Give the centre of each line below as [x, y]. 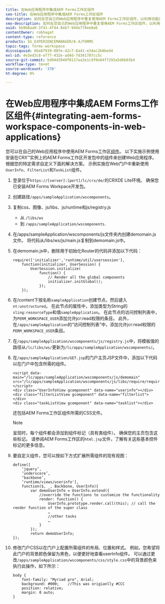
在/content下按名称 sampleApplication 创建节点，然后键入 [70, 300]
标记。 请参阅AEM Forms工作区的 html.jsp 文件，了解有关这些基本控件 [87, 439]
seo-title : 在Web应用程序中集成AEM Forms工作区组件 [55, 14]
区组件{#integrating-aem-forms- [73, 116]
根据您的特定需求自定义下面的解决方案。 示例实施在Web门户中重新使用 [77, 164]
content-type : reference [31, 37]
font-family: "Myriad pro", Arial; [58, 579]
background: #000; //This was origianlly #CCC [73, 584]
